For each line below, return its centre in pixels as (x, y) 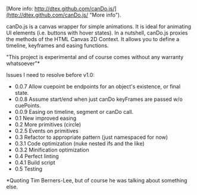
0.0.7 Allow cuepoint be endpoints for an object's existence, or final (97, 86)
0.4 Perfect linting (37, 156)
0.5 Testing (29, 169)
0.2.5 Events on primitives (46, 131)
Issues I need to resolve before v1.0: (51, 75)
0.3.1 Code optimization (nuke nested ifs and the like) (79, 143)
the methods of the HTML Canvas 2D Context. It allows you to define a (93, 39)
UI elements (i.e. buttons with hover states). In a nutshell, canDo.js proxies (97, 33)
